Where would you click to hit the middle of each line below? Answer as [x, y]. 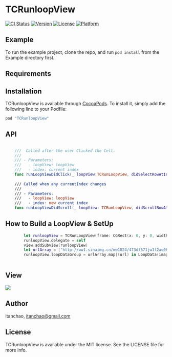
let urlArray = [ [42, 250]
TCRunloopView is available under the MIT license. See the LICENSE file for [85, 344]
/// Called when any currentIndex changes [60, 184]
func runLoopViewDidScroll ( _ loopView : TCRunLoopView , [74, 208]
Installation [24, 91]
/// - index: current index [47, 170]
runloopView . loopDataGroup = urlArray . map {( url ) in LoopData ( [91, 255]
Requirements [28, 74]
